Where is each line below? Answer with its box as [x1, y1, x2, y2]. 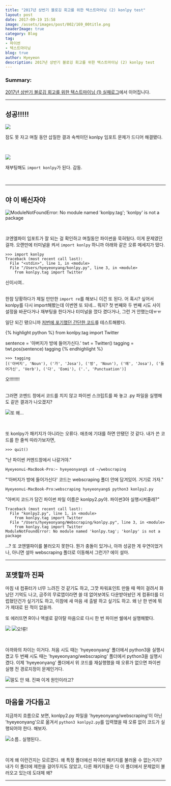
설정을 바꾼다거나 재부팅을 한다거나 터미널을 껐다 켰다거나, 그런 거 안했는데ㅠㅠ [5, 309, 162, 315]
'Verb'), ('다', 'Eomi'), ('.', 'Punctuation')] [22, 366, 127, 372]
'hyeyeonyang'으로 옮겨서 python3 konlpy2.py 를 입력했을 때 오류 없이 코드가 [5, 719, 160, 725]
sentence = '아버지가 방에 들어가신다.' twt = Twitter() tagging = [5, 340, 134, 346]
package [5, 534, 22, 539]
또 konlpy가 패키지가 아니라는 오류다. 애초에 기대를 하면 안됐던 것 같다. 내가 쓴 [5, 430, 160, 437]
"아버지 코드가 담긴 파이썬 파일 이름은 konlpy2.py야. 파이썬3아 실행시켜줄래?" [5, 496, 160, 502]
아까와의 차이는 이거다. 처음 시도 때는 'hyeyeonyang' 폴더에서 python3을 [5, 646, 151, 653]
